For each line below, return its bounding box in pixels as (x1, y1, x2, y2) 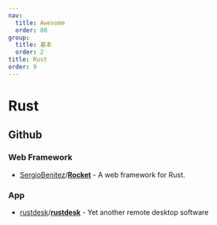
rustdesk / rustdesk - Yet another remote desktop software (19, 207, 209, 217)
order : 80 (15, 26, 47, 34)
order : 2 (15, 48, 44, 56)
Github (8, 128, 43, 142)
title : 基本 (15, 41, 53, 49)
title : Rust (8, 56, 47, 64)
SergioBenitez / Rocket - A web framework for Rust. (19, 170, 185, 179)
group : (8, 33, 30, 42)
